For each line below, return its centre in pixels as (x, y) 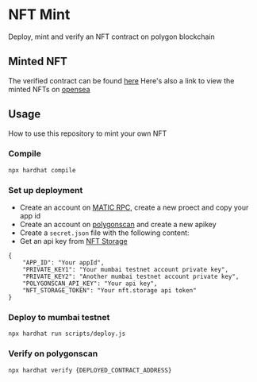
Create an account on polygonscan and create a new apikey (118, 225)
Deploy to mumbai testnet (59, 318)
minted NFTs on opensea (49, 89)
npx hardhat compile (42, 170)
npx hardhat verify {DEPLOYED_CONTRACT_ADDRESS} (90, 370)
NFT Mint (39, 15)
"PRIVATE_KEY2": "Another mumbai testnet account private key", (131, 277)
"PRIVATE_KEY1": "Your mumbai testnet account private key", (125, 270)
